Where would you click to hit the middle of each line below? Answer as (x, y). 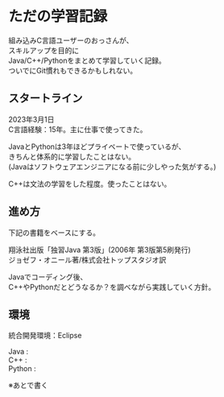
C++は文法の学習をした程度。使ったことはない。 (90, 184)
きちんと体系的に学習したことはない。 (72, 156)
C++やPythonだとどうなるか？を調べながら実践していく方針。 (112, 287)
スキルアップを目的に (44, 50)
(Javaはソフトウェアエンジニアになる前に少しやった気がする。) (112, 167)
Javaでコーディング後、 (48, 277)
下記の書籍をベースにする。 (54, 232)
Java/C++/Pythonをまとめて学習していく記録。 (87, 60)
